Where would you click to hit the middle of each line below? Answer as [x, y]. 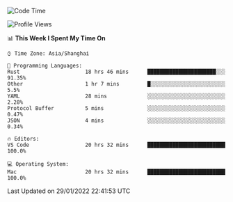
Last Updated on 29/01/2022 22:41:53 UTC [69, 191]
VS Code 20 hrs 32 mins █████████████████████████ [116, 145]
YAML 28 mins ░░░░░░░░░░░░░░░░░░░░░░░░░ [116, 96]
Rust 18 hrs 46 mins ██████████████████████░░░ [116, 72]
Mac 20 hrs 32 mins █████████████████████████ [116, 172]
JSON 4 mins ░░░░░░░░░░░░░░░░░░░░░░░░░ [116, 121]
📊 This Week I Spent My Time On [56, 38]
